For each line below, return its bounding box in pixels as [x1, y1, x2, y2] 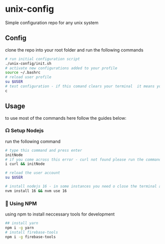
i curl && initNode [5, 162, 45, 166]
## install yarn [5, 221, 38, 226]
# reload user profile [5, 75, 52, 80]
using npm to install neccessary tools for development [5, 211, 115, 217]
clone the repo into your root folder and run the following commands [5, 47, 144, 53]
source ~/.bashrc [5, 70, 41, 75]
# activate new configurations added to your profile [5, 65, 118, 71]
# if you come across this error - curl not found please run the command [5, 157, 162, 162]
